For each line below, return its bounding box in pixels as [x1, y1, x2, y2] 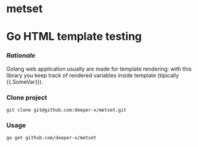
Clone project [6, 93, 48, 101]
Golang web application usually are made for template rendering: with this [6, 65, 192, 72]
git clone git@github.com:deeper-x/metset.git [6, 107, 127, 113]
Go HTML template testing [6, 30, 142, 44]
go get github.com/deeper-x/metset [6, 135, 97, 141]
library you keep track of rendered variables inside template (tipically [6, 72, 179, 79]
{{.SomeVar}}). [6, 78, 44, 85]
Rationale [6, 51, 35, 60]
